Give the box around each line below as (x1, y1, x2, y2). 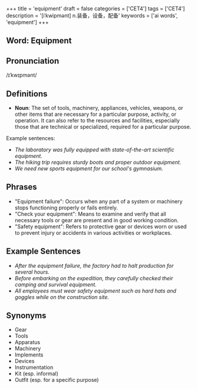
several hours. (14, 268, 50, 275)
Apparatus (14, 339, 40, 346)
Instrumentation (14, 364, 54, 371)
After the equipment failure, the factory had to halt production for (14, 262, 174, 269)
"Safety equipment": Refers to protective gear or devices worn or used (14, 223, 187, 230)
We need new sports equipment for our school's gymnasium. (14, 165, 163, 172)
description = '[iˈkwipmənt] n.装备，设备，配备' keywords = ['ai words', (6, 12, 178, 19)
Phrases (6, 182, 37, 192)
